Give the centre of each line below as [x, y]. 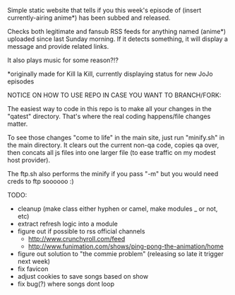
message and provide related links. [58, 46]
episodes [21, 81]
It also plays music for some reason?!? [63, 60]
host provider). [29, 160]
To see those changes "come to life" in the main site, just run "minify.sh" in [116, 138]
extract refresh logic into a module [67, 224]
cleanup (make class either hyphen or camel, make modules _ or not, [117, 209]
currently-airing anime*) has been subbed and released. [89, 18]
